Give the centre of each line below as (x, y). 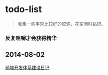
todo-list (24, 9)
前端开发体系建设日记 (27, 67)
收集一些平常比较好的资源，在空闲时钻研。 (62, 24)
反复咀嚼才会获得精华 (31, 38)
